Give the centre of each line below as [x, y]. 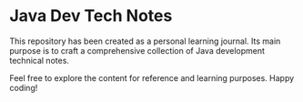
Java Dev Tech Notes [91, 16]
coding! [24, 87]
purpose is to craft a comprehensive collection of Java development [137, 50]
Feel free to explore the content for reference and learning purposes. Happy [152, 77]
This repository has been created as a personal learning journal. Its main [145, 41]
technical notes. [40, 60]
